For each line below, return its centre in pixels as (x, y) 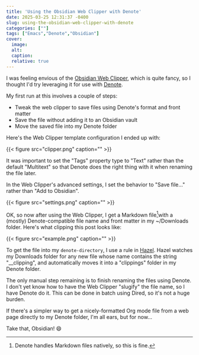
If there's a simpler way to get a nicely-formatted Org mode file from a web (98, 311)
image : (20, 45)
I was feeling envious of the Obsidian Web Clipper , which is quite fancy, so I (98, 78)
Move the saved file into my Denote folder (66, 126)
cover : (14, 39)
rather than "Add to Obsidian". (43, 191)
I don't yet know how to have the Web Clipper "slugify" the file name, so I (95, 287)
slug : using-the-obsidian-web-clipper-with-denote (70, 22)
